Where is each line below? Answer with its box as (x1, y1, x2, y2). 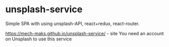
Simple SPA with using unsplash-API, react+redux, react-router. (5, 20, 140, 27)
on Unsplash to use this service (5, 36, 72, 42)
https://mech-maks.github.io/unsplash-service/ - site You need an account (5, 30, 164, 36)
